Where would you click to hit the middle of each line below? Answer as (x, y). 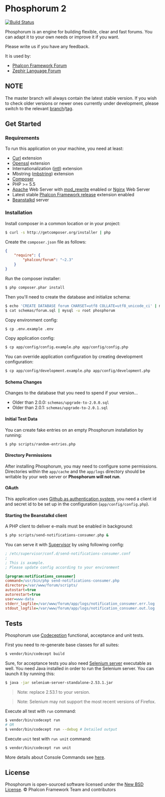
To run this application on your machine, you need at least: (64, 148)
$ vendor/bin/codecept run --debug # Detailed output (61, 729)
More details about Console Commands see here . (55, 757)
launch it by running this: (30, 674)
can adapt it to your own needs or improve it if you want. (62, 37)
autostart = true (21, 590)
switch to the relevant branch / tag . (39, 108)
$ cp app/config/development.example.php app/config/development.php (78, 371)
